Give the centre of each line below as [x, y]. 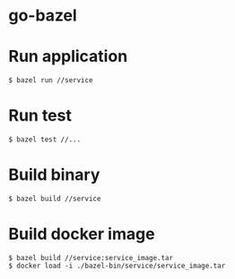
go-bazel [43, 16]
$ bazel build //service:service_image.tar [91, 258]
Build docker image [82, 234]
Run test [40, 116]
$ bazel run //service [51, 80]
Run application [68, 57]
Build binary [54, 175]
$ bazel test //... [45, 139]
